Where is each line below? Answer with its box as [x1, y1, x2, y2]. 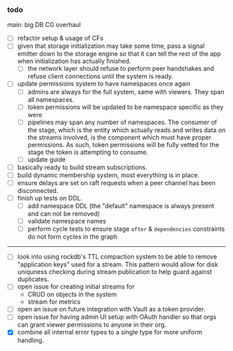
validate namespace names [27, 217, 106, 225]
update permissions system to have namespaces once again [17, 80, 191, 88]
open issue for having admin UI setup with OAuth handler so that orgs [17, 313, 217, 321]
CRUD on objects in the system [27, 290, 117, 299]
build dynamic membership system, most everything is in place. [17, 171, 200, 179]
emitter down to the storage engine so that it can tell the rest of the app [17, 50, 221, 58]
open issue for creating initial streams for [17, 282, 135, 291]
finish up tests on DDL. [17, 194, 83, 202]
